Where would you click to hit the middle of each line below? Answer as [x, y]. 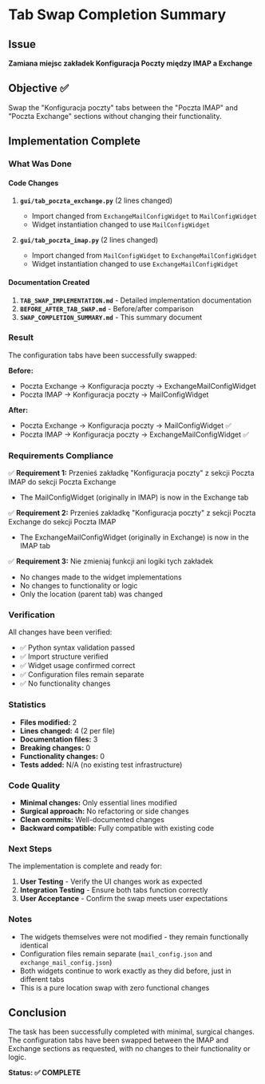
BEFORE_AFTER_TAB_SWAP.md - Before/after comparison [107, 308]
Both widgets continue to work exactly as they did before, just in [125, 971]
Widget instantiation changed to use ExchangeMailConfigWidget [135, 264]
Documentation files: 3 [59, 739]
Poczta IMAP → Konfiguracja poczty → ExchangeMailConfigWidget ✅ [134, 434]
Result [21, 338]
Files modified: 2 [48, 722]
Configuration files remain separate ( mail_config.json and [116, 953]
